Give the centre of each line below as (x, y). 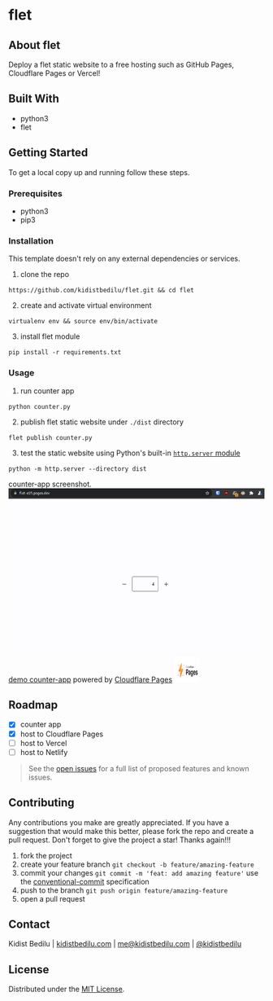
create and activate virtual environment (86, 305)
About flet (35, 45)
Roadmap (33, 705)
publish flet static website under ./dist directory (102, 422)
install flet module (50, 336)
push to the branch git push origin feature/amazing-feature (124, 890)
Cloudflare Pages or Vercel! (54, 73)
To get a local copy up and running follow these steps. (99, 172)
